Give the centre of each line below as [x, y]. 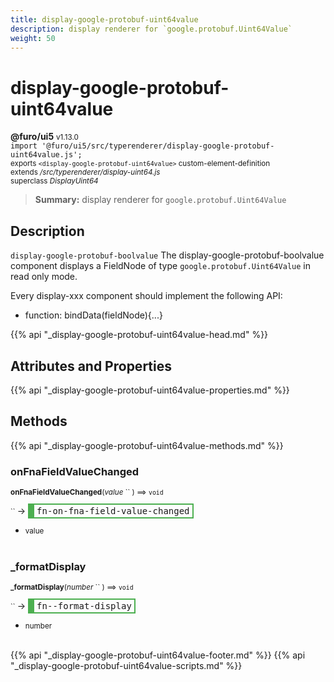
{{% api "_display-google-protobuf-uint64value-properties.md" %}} [150, 390]
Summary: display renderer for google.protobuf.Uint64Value [160, 200]
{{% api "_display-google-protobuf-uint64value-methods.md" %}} [147, 445]
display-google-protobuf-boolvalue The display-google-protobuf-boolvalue [167, 255]
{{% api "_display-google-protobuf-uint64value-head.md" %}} [139, 335]
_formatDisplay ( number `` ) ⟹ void [72, 587]
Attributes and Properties [91, 366]
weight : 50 [33, 38]
